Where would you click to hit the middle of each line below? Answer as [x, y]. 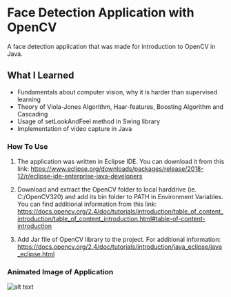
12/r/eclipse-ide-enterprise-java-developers [80, 176]
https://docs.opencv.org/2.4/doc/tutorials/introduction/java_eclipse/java [120, 247]
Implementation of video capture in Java [74, 128]
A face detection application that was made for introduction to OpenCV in [111, 46]
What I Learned [41, 75]
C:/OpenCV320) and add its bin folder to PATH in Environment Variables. [120, 197]
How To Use [28, 146]
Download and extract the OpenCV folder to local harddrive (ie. [107, 190]
